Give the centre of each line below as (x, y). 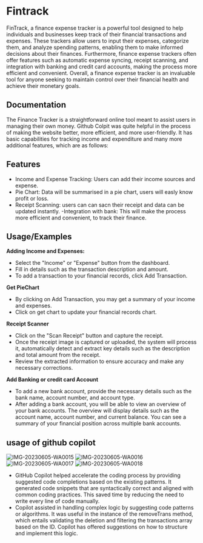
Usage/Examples (39, 237)
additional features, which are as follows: (58, 145)
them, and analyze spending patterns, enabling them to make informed (95, 47)
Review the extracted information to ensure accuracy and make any (99, 361)
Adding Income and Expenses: (45, 251)
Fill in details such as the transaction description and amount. (92, 269)
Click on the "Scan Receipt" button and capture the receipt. (89, 336)
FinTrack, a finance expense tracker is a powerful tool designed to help (95, 28)
